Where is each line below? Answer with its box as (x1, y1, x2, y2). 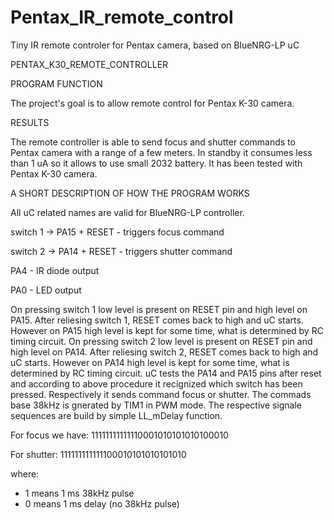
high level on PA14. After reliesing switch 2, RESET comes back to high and (10, 346, 319, 358)
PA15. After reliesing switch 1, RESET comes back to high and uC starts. (10, 314, 304, 326)
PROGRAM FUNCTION (10, 77, 103, 90)
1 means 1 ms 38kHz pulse (24, 487, 135, 499)
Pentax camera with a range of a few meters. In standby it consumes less (10, 146, 313, 158)
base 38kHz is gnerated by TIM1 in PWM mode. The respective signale (10, 399, 303, 411)
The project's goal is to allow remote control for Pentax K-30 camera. (10, 97, 295, 109)
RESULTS (10, 116, 50, 128)
